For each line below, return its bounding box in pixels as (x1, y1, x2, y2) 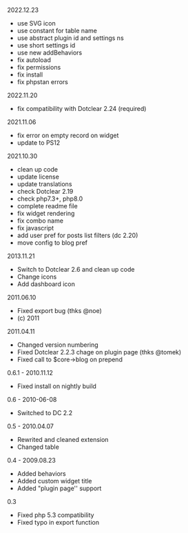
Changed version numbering (17, 341, 98, 349)
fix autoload (17, 56, 52, 64)
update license (17, 172, 60, 181)
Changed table (17, 443, 60, 451)
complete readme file (17, 202, 78, 210)
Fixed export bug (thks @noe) (17, 307, 102, 314)
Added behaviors (17, 470, 67, 478)
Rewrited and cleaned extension (17, 436, 109, 443)
